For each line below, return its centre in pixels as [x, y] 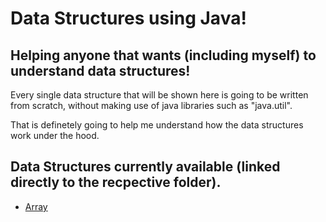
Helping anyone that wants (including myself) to [163, 55]
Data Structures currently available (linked [145, 167]
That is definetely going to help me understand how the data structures [157, 125]
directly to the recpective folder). [116, 182]
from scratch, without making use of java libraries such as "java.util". [151, 105]
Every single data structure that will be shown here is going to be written [159, 95]
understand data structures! [100, 70]
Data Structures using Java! [128, 18]
